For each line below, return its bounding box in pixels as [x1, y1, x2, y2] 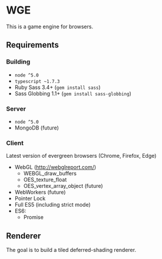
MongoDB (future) [14, 124, 59, 131]
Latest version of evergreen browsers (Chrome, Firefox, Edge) [6, 152, 157, 160]
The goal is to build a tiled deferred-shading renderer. [6, 247, 137, 254]
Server [6, 104, 27, 112]
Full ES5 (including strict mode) [14, 201, 91, 208]
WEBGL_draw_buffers [23, 170, 77, 177]
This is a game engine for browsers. [6, 23, 93, 30]
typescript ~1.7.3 [14, 78, 60, 84]
